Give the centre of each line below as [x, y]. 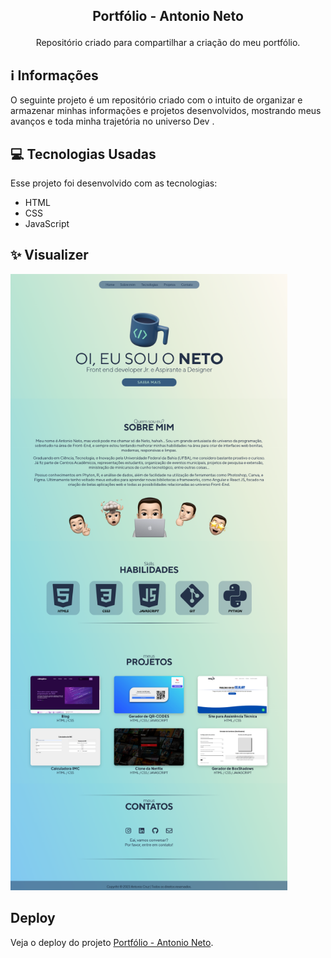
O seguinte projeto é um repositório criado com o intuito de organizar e [156, 100]
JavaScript [47, 224]
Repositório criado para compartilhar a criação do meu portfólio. [168, 43]
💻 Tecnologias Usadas [83, 154]
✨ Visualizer [49, 255]
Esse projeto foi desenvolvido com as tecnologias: [114, 183]
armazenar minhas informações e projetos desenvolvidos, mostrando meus [166, 111]
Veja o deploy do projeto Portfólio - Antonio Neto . [112, 942]
